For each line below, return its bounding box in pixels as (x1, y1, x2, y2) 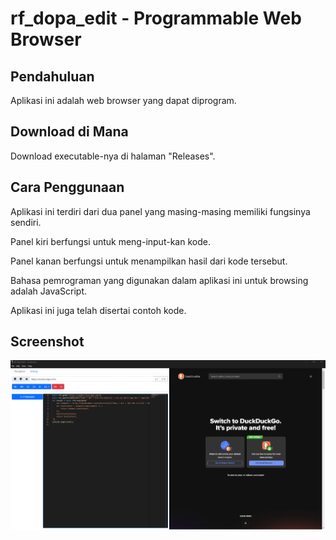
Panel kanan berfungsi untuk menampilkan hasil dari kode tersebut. (10, 255, 288, 267)
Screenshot (10, 333, 85, 351)
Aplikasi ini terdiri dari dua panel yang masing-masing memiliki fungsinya (10, 205, 311, 217)
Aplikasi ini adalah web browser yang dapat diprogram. (10, 95, 237, 106)
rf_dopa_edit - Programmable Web (10, 7, 302, 30)
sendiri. (10, 216, 42, 228)
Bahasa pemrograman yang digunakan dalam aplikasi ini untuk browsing (10, 274, 309, 286)
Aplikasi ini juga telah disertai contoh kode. (10, 304, 187, 316)
